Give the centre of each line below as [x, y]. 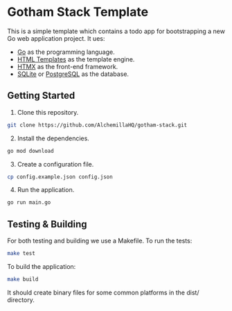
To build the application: [42, 266]
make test [21, 254]
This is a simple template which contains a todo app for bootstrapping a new [116, 31]
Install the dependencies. [53, 138]
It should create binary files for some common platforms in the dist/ [103, 292]
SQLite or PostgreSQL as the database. [73, 74]
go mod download [30, 151]
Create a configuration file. [55, 164]
